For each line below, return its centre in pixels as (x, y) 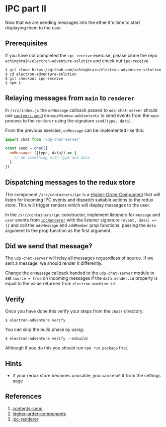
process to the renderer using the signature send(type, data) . (69, 120)
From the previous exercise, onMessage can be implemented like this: (75, 130)
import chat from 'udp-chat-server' (43, 139)
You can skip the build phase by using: (45, 329)
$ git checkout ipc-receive (34, 78)
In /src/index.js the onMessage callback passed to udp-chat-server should (81, 110)
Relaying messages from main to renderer (70, 98)
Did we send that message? (49, 246)
